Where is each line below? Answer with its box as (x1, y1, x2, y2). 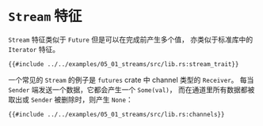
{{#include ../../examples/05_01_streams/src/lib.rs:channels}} (8, 110, 225, 118)
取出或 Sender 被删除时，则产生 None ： (8, 94, 133, 104)
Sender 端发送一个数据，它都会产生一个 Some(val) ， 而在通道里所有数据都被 (8, 84, 255, 94)
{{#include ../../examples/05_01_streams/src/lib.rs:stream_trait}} (8, 60, 239, 68)
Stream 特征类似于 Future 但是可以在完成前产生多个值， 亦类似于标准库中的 (8, 35, 253, 44)
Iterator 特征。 (8, 44, 60, 54)
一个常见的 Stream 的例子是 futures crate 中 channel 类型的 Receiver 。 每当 (8, 75, 254, 84)
